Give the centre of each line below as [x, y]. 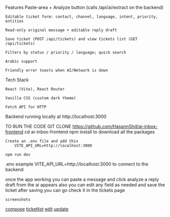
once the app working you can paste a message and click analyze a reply [82, 179]
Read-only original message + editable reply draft [61, 30]
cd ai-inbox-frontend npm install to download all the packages [90, 132]
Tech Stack [17, 80]
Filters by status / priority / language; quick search [66, 53]
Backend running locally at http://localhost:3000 [56, 116]
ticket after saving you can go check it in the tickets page [65, 190]
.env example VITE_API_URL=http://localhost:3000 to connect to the [77, 164]
